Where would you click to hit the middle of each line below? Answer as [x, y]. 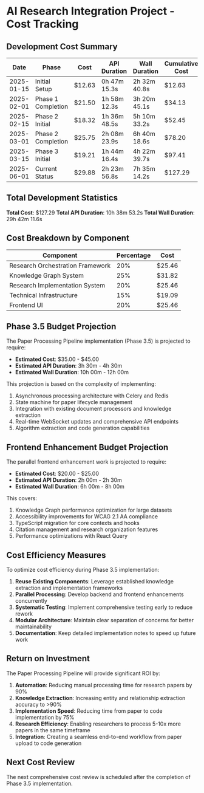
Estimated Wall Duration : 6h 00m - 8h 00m [70, 487]
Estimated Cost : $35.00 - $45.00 [57, 359]
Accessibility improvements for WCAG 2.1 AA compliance [87, 517]
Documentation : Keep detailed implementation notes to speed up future [105, 633]
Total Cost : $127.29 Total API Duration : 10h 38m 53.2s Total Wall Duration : [101, 212]
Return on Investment [48, 658]
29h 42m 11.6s [24, 219]
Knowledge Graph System [46, 275]
